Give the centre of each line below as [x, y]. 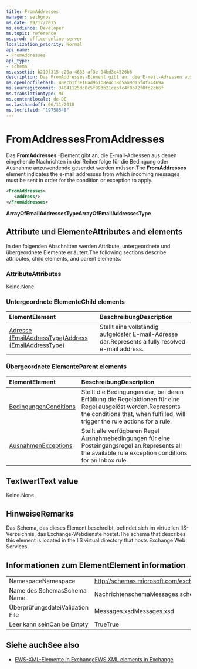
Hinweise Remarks [40, 513]
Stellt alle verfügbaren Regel [120, 431]
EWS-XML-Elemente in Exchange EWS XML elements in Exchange [94, 659]
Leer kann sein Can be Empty [49, 624]
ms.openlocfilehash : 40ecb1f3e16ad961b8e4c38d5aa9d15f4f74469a [85, 83]
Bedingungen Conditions [43, 407]
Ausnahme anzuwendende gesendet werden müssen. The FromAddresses [96, 168]
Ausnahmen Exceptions [41, 445]
